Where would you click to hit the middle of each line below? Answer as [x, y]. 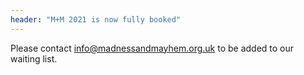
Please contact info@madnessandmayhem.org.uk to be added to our [152, 48]
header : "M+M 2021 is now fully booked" [96, 19]
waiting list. [34, 58]
